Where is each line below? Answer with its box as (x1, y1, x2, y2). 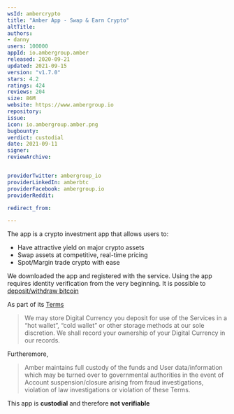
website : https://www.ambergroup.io (7, 102, 114, 109)
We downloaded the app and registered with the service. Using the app (7, 272, 213, 280)
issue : (7, 114, 27, 121)
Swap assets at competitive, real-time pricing (17, 251, 148, 259)
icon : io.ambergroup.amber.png (7, 120, 98, 128)
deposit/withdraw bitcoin (7, 287, 79, 295)
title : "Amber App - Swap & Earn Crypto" (7, 17, 130, 24)
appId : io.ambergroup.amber (7, 50, 89, 57)
